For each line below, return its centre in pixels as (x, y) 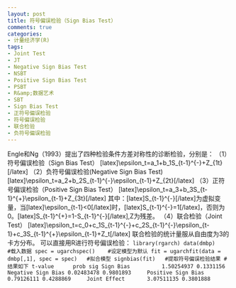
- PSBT (17, 87)
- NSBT (17, 73)
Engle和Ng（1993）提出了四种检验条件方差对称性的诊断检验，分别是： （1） (119, 154)
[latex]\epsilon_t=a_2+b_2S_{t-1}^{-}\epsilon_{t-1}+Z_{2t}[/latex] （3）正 (113, 181)
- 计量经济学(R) (29, 41)
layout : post (27, 14)
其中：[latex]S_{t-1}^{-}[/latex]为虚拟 (161, 198)
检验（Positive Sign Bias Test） (71, 190)
